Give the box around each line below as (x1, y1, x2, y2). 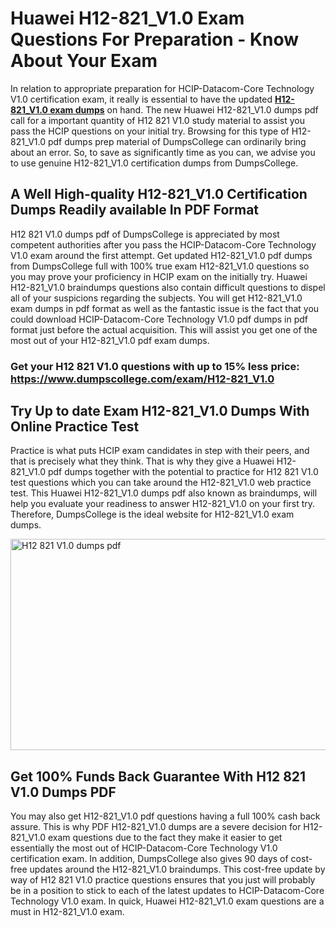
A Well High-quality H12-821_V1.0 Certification (10, 186, 308, 203)
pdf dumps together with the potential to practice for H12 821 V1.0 (47, 466, 319, 478)
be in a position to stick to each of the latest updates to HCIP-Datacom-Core (10, 885, 325, 897)
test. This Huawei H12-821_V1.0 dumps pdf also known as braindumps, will (10, 487, 318, 499)
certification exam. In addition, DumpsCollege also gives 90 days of (10, 853, 289, 865)
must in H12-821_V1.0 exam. (10, 906, 125, 918)
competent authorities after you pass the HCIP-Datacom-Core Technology (10, 238, 317, 251)
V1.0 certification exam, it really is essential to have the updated (10, 93, 273, 105)
